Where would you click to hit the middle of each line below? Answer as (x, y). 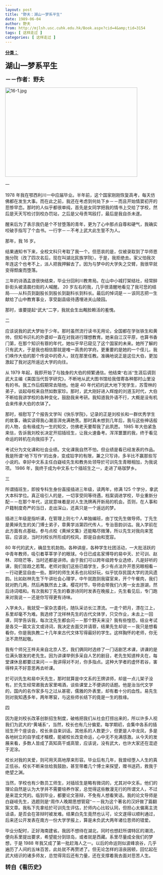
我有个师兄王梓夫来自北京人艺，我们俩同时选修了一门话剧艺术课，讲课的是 (81, 649)
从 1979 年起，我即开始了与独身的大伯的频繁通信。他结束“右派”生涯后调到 (81, 372)
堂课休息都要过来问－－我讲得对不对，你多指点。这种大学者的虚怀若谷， (79, 662)
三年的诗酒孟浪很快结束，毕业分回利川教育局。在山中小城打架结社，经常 (79, 281)
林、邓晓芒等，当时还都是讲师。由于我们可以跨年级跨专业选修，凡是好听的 (81, 560)
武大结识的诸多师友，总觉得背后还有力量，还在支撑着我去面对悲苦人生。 (79, 855)
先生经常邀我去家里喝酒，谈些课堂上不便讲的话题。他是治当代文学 (85, 685)
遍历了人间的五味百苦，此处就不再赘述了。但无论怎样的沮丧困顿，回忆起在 (81, 849)
